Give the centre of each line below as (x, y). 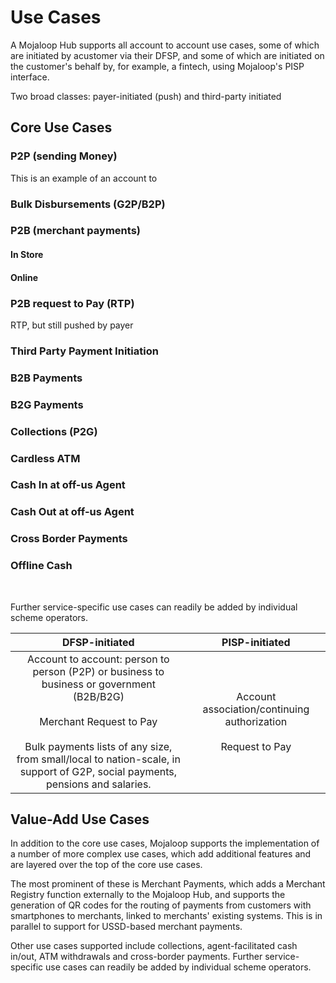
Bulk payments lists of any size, (98, 746)
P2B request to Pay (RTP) (72, 303)
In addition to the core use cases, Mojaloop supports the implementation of (165, 843)
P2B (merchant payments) (75, 231)
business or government (98, 684)
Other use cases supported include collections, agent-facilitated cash (154, 946)
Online (24, 277)
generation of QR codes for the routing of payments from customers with (161, 905)
